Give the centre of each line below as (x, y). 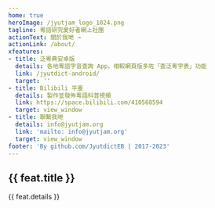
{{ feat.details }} (34, 197)
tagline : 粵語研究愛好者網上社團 (56, 30)
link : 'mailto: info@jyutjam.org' (71, 131)
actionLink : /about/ (42, 45)
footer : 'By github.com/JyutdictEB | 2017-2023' (89, 146)
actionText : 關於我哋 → (44, 37)
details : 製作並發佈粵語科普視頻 (63, 95)
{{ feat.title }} (42, 178)
